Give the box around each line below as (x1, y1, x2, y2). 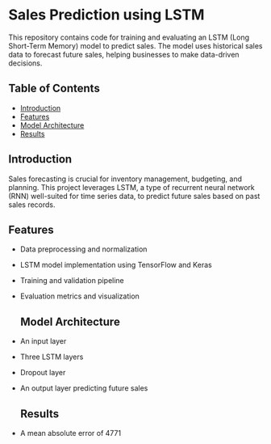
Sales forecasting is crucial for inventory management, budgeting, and (8, 174, 243, 184)
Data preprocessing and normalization (19, 244, 148, 254)
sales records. (8, 200, 56, 209)
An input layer (19, 336, 67, 346)
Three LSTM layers (19, 352, 84, 362)
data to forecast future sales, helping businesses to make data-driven (8, 49, 240, 59)
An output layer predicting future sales (19, 383, 148, 393)
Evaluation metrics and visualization (19, 291, 140, 301)
